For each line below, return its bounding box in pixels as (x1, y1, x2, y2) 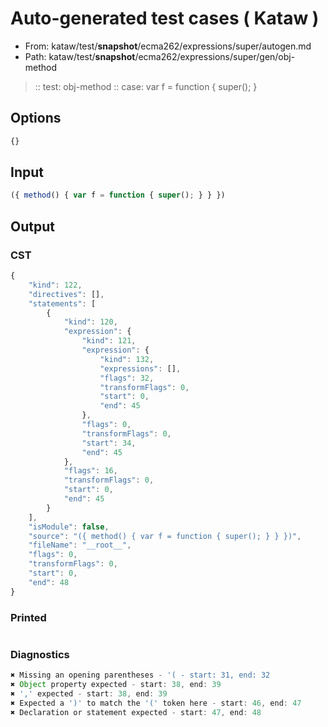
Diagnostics (10, 647, 70, 661)
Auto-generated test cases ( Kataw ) (10, 7, 320, 30)
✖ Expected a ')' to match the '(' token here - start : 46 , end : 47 (10, 698, 302, 708)
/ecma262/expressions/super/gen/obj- (134, 50, 296, 62)
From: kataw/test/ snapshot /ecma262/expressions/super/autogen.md (24, 40, 312, 52)
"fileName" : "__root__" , (28, 540, 132, 551)
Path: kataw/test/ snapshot (24, 50, 136, 62)
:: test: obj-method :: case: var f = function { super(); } (34, 80, 258, 92)
